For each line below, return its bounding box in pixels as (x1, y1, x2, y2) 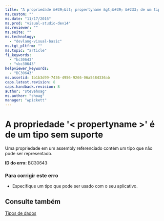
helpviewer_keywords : (5, 66, 49, 71)
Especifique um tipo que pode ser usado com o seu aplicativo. (12, 183, 138, 189)
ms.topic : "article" (5, 48, 47, 53)
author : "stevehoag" (5, 89, 47, 94)
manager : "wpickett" (5, 98, 47, 103)
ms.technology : (5, 35, 36, 40)
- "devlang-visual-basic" (9, 39, 62, 44)
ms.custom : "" (5, 12, 34, 17)
